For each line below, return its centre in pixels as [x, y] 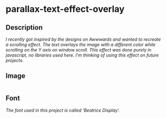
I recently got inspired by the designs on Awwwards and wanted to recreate [83, 39]
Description [24, 28]
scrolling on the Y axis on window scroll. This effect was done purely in [79, 50]
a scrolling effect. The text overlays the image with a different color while [81, 45]
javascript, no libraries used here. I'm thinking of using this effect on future [82, 55]
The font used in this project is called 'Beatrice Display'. [63, 110]
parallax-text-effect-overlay [65, 9]
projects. [15, 60]
